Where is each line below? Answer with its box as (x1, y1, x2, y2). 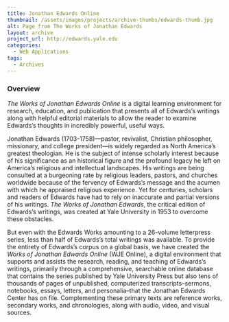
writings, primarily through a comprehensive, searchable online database (7, 264, 214, 273)
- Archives (13, 61, 45, 68)
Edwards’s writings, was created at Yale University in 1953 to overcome (7, 207, 208, 216)
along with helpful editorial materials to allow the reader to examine (7, 114, 197, 122)
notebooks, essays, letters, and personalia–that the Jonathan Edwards (7, 286, 206, 295)
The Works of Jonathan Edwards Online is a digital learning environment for (7, 99, 222, 107)
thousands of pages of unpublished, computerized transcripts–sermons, (7, 279, 211, 287)
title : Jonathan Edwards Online (7, 10, 99, 17)
